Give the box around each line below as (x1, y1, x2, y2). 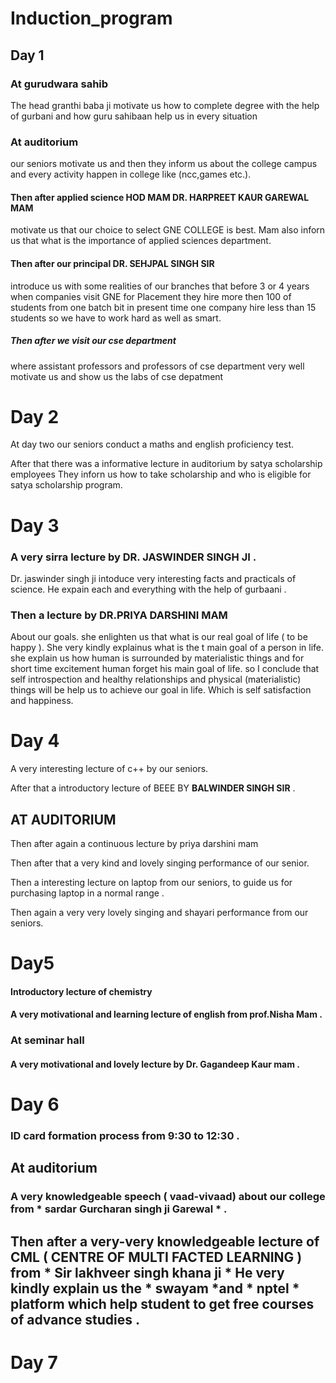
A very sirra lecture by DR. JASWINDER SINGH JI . (10, 550, 257, 564)
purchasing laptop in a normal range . (10, 887, 165, 899)
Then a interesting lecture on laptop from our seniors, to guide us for (10, 877, 293, 889)
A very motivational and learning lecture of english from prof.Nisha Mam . (10, 1008, 323, 1021)
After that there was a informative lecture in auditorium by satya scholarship (10, 458, 323, 470)
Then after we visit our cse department (10, 335, 177, 347)
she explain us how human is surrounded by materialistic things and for (10, 652, 305, 664)
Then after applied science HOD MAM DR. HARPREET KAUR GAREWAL (10, 191, 310, 203)
